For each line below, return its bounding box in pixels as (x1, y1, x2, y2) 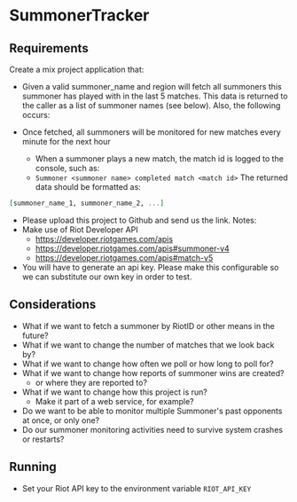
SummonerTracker (9, 5, 150, 26)
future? (21, 330, 49, 341)
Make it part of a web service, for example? (35, 396, 194, 406)
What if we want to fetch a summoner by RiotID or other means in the (21, 320, 275, 331)
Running (9, 459, 58, 475)
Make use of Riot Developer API (21, 224, 139, 235)
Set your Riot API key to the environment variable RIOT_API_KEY (21, 482, 252, 493)
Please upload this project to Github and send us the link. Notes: (21, 215, 257, 225)
